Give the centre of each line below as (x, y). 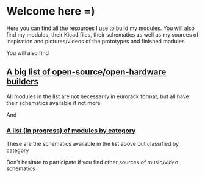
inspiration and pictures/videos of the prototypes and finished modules (95, 41)
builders (22, 81)
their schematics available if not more (53, 103)
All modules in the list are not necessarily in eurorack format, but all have (98, 96)
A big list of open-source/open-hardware (86, 72)
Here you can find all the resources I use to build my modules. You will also (101, 28)
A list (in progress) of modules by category (71, 131)
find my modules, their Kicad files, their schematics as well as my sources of (103, 34)
